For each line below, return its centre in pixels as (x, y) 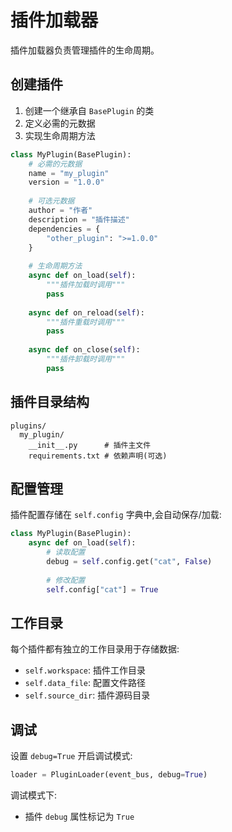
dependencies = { (64, 229)
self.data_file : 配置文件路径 (85, 683)
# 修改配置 (66, 580)
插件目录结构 (50, 402)
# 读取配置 (66, 552)
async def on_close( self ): (84, 350)
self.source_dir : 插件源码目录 (87, 695)
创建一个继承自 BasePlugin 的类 (89, 110)
